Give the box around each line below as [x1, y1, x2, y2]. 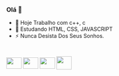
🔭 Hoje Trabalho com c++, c [15, 19, 86, 27]
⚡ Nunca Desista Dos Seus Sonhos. [15, 33, 104, 40]
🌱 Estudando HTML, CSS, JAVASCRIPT [15, 25, 114, 33]
